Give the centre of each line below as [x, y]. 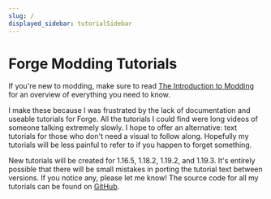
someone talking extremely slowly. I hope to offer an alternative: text [123, 128]
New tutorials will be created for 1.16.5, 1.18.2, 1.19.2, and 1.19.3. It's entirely [132, 161]
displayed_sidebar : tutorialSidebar [70, 24]
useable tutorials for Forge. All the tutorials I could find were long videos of [133, 119]
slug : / [22, 16]
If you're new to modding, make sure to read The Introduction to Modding [131, 86]
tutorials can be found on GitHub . [64, 187]
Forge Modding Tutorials [93, 64]
